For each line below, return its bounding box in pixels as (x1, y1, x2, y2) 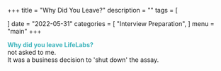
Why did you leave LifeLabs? (7, 41, 94, 49)
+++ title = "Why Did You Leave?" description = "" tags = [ (7, 6, 178, 14)
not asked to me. (7, 49, 57, 56)
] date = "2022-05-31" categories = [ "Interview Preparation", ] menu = (7, 20, 215, 27)
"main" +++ (7, 27, 42, 35)
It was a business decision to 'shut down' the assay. (7, 56, 159, 64)
